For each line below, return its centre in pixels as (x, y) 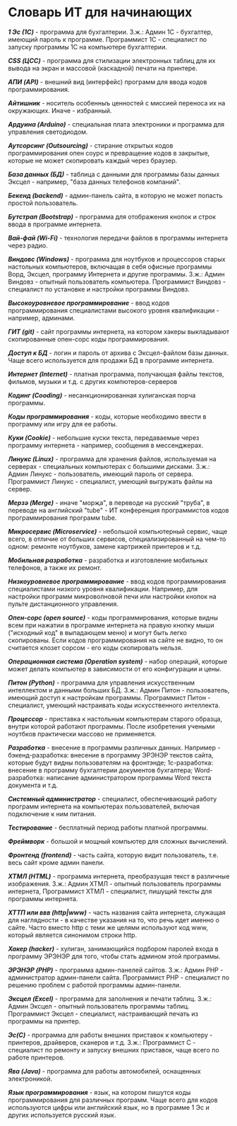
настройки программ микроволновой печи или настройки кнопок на (113, 596)
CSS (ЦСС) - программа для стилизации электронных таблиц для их (112, 60)
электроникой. (30, 1079)
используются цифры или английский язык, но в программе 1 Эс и (109, 1107)
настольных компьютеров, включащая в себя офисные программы (110, 267)
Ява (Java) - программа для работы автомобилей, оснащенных (105, 1071)
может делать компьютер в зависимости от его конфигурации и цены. (115, 668)
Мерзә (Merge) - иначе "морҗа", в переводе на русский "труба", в (109, 502)
